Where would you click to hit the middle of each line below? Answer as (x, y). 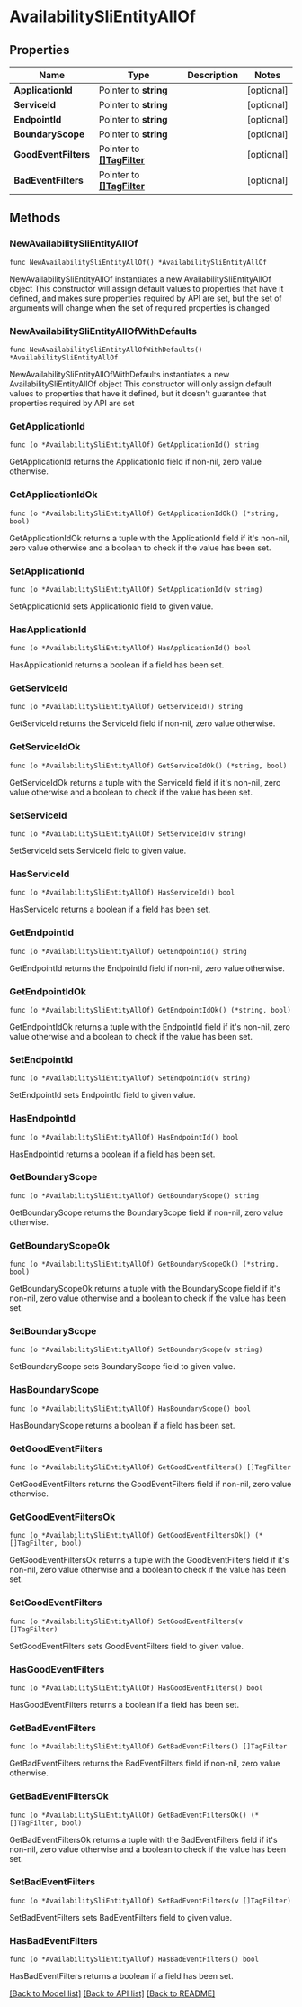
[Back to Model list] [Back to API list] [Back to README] (112, 1993)
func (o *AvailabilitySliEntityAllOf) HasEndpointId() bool (124, 1137)
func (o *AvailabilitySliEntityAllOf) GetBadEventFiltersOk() (128, 1815)
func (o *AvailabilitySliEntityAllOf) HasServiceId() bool (122, 893)
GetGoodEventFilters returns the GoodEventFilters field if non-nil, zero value (151, 1485)
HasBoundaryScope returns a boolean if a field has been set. (122, 1425)
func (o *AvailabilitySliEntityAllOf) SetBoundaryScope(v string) (136, 1350)
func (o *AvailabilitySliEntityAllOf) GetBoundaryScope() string (134, 1195)
